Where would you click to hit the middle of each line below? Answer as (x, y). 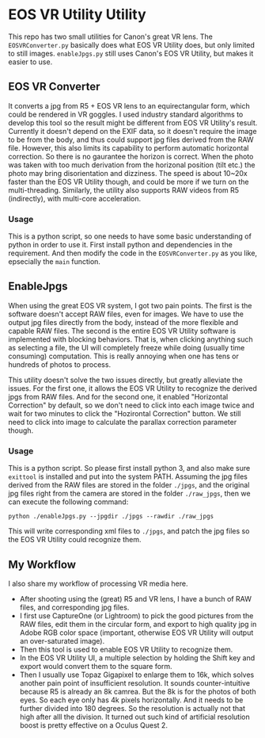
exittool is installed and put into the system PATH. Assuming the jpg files (128, 476)
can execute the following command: (68, 502)
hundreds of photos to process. (60, 364)
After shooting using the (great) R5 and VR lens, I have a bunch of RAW (135, 598)
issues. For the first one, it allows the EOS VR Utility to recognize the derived (132, 388)
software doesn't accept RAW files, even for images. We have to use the (126, 314)
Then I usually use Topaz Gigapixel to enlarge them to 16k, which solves (137, 675)
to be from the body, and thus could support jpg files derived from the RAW (131, 140)
